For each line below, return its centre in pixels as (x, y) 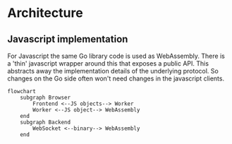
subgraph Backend (45, 122)
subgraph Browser (45, 97)
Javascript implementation (68, 39)
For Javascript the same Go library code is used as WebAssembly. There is (116, 56)
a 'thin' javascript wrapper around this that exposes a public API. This (108, 64)
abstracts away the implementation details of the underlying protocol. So (113, 71)
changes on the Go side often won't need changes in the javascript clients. (116, 78)
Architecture (45, 13)
